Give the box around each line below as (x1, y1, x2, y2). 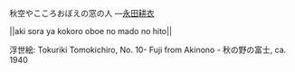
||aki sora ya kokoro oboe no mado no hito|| (9, 26, 173, 36)
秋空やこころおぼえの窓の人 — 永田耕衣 (9, 8, 155, 18)
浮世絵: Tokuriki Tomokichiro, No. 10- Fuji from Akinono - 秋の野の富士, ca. (9, 44, 287, 55)
